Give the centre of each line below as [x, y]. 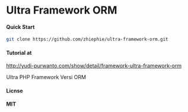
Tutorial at [19, 52]
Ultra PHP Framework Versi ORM [46, 77]
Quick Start [20, 27]
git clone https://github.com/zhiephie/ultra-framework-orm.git [87, 39]
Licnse [15, 91]
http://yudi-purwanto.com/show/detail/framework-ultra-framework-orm [94, 66]
